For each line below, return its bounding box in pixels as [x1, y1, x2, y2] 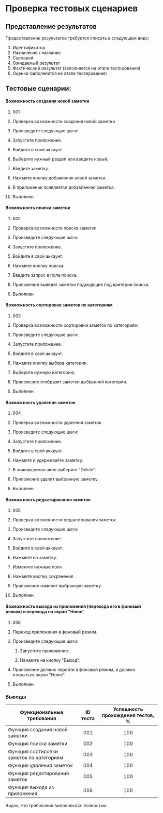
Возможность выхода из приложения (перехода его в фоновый [5, 603, 141, 609]
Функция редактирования [8, 770, 69, 777]
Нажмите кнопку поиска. [12, 263, 65, 268]
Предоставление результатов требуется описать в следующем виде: [5, 35, 149, 41]
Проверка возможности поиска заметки [12, 225, 97, 231]
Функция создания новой [8, 726, 68, 733]
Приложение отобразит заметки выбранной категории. [12, 379, 128, 385]
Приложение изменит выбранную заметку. [12, 583, 102, 589]
